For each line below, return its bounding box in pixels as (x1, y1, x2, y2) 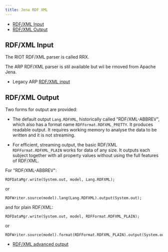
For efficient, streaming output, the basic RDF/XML (12, 142, 117, 148)
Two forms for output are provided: (5, 106, 77, 112)
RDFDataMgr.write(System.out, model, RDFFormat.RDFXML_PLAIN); (5, 214, 140, 219)
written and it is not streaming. (12, 132, 75, 138)
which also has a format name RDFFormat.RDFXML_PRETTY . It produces (12, 121, 153, 127)
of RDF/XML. (12, 158, 39, 164)
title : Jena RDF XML (5, 7, 48, 12)
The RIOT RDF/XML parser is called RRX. (5, 54, 89, 60)
